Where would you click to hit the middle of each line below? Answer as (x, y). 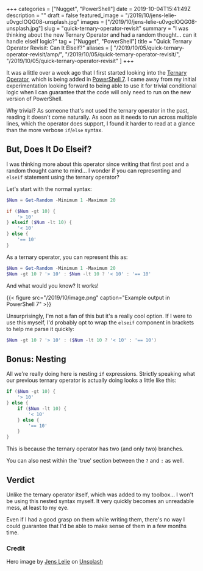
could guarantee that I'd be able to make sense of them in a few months (97, 526)
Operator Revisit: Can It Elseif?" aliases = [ (59, 48)
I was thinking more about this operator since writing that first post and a (98, 164)
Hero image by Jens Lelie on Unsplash (55, 562)
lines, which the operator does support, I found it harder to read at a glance (101, 124)
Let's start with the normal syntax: (49, 188)
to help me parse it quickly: (41, 329)
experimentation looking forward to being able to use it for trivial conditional (101, 86)
